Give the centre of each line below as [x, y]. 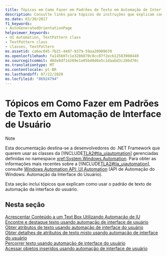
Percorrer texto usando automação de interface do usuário [65, 243]
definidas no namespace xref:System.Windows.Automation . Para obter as [81, 158]
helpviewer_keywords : [28, 33]
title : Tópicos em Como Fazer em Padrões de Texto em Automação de [77, 10]
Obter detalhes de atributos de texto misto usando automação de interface [82, 232]
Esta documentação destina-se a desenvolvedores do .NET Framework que [83, 148]
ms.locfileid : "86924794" [32, 79]
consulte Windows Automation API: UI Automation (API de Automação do [80, 169]
